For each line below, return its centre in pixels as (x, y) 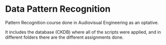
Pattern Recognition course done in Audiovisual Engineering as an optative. (82, 22)
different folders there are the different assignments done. (64, 37)
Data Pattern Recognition (58, 9)
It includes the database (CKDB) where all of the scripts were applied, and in (83, 32)
